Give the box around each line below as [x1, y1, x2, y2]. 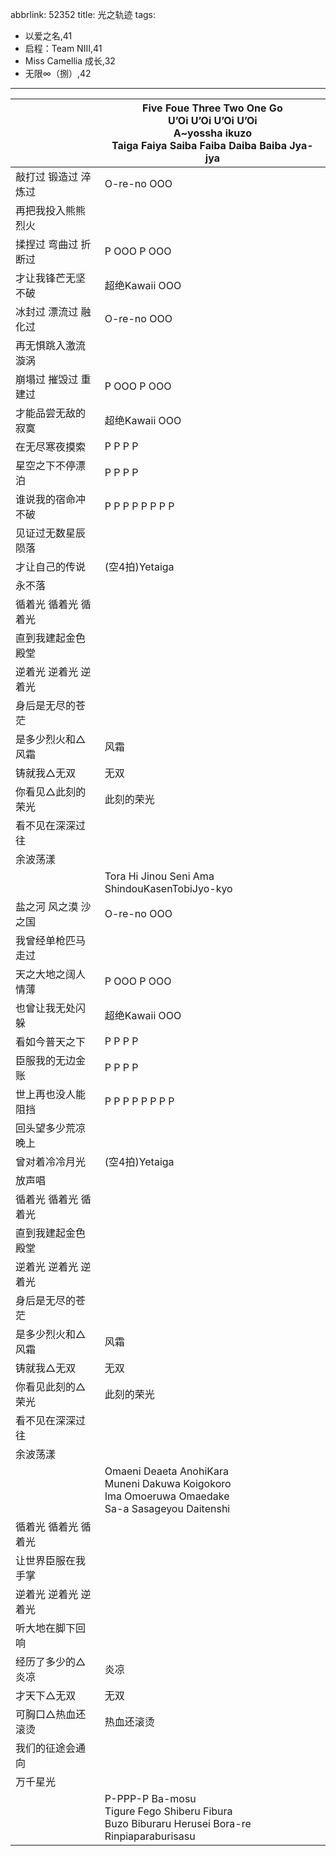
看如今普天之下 [15, 1035, 87, 1048]
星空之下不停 [15, 459, 77, 472]
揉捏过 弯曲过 [15, 238, 79, 251]
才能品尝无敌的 [15, 406, 87, 420]
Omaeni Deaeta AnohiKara [104, 1464, 230, 1478]
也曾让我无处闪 [15, 1001, 87, 1015]
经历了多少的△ [15, 1655, 87, 1668]
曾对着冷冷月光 [15, 1155, 87, 1168]
